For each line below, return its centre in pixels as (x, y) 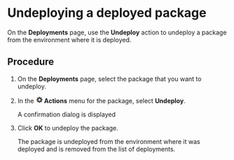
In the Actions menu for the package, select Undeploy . (101, 100)
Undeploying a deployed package (107, 13)
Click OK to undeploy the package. (68, 128)
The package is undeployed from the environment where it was (109, 141)
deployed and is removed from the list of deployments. (96, 149)
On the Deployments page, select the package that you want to (109, 79)
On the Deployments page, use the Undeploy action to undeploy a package (117, 32)
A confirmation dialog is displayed (66, 114)
